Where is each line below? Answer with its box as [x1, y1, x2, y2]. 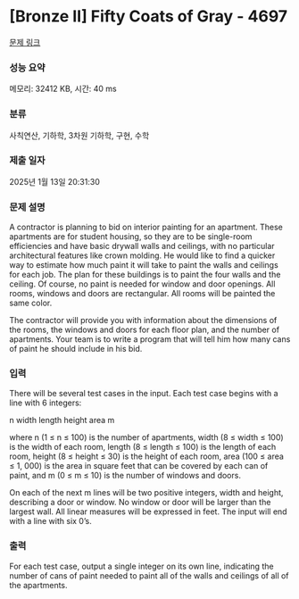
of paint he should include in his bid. [9, 344, 143, 354]
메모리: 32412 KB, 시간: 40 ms [9, 83, 118, 95]
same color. [9, 297, 53, 309]
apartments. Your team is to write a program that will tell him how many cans [9, 334, 291, 345]
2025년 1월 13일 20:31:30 [9, 176, 100, 187]
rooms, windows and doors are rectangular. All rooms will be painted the [9, 288, 276, 299]
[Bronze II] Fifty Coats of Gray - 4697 [9, 6, 288, 27]
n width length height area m [9, 415, 115, 426]
